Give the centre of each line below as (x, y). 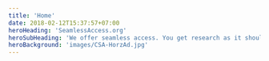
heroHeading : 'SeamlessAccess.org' (68, 30)
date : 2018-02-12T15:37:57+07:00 (64, 23)
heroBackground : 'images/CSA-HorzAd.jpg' (78, 45)
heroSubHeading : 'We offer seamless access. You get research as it (125, 38)
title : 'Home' (32, 15)
